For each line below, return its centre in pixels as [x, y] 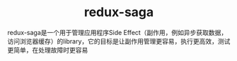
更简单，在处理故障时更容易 [48, 50]
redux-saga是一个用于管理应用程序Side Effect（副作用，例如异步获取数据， [117, 32]
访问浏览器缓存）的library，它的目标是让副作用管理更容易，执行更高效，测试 [119, 41]
